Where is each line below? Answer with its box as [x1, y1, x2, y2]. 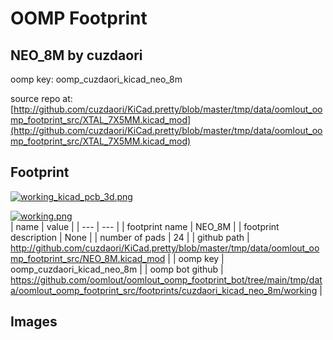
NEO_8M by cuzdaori [10, 47, 143, 64]
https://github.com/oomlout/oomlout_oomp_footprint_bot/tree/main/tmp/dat [10, 273, 323, 286]
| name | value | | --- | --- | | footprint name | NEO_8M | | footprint [10, 220, 280, 232]
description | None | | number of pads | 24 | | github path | [10, 231, 250, 243]
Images [10, 313, 58, 331]
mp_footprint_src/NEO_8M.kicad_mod [10, 252, 166, 264]
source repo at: [10, 93, 73, 104]
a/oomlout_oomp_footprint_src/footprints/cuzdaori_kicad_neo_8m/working [10, 284, 318, 296]
